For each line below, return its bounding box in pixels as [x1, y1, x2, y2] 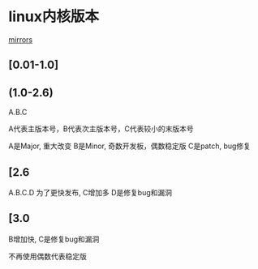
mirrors [8, 34, 33, 45]
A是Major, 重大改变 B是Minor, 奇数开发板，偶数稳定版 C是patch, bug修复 [8, 141, 252, 151]
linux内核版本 [8, 7, 100, 26]
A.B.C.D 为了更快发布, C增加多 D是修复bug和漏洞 [8, 187, 173, 197]
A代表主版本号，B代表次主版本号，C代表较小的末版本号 [8, 124, 195, 134]
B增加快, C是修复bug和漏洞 [8, 234, 100, 244]
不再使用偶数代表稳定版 [8, 251, 87, 261]
